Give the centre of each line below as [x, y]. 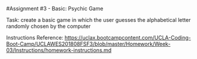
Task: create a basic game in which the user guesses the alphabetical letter [98, 20]
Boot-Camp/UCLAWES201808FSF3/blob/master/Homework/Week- [88, 44]
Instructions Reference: [35, 37]
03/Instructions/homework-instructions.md [59, 50]
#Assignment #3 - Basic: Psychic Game [55, 9]
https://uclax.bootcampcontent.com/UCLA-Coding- [128, 37]
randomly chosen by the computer [49, 26]
